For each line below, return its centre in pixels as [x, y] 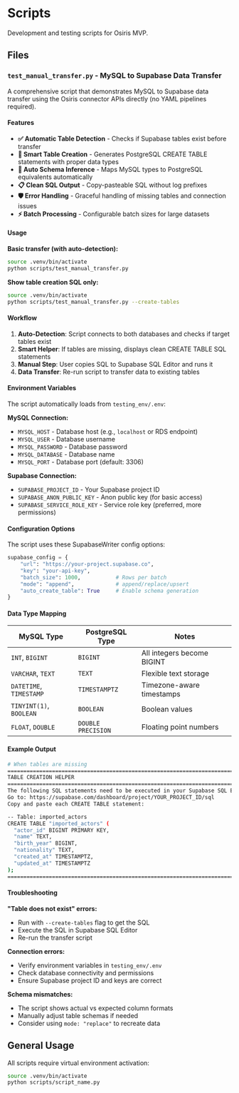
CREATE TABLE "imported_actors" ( [59, 823]
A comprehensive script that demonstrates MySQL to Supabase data [108, 91]
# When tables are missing [47, 764]
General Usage [41, 1046]
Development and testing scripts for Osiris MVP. [78, 33]
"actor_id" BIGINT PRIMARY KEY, [62, 830]
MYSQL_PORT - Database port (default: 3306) [81, 462]
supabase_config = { [38, 558]
